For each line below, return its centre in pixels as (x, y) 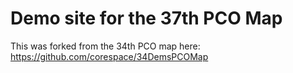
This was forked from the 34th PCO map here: (105, 46)
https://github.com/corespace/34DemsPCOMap (109, 56)
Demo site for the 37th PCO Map (146, 18)
